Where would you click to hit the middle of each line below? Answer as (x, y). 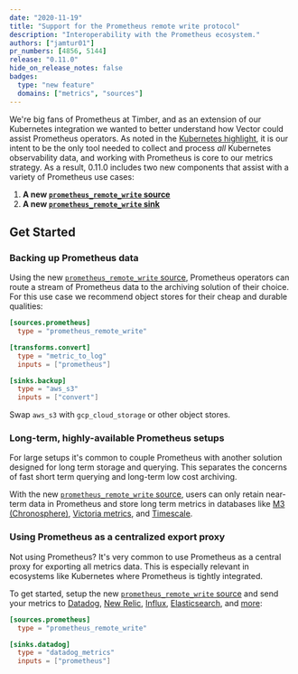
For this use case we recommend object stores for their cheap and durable (148, 297)
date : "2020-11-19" (46, 18)
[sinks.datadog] (40, 644)
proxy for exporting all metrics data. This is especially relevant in (130, 566)
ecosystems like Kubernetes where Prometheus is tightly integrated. (136, 576)
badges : (24, 77)
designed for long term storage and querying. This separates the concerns (148, 467)
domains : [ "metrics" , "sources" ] (80, 93)
